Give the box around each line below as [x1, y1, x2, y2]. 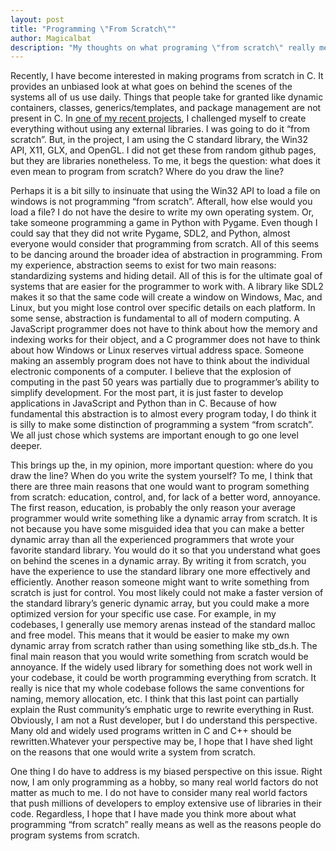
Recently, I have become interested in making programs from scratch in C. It [10, 70, 324, 82]
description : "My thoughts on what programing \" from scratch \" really [10, 42, 315, 53]
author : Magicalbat [10, 33, 92, 43]
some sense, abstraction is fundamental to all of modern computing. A [10, 312, 300, 325]
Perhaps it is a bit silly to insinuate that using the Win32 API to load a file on [10, 185, 321, 197]
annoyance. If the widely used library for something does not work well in [10, 661, 313, 673]
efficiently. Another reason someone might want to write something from [10, 576, 310, 588]
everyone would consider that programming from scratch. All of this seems [10, 238, 320, 250]
